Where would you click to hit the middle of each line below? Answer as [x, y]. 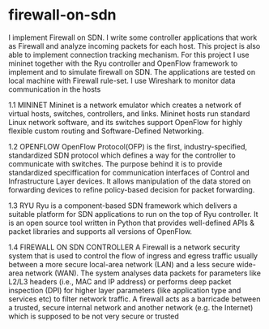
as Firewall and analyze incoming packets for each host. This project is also [134, 45]
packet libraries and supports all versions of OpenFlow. [100, 231]
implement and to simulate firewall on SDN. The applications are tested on [132, 71]
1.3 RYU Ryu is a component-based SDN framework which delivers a [123, 206]
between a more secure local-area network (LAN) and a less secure [122, 264]
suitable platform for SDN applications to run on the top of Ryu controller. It [133, 214]
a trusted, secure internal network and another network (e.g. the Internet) [131, 307]
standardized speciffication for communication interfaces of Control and [129, 172]
